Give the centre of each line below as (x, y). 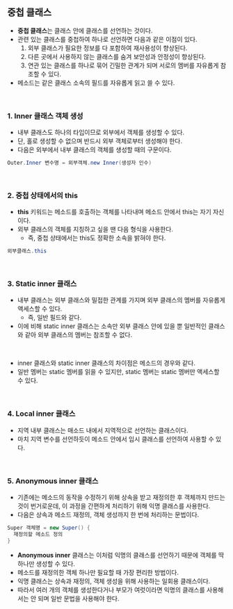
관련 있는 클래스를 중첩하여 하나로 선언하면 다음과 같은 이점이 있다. (107, 39)
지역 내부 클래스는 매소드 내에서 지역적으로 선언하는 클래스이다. (103, 430)
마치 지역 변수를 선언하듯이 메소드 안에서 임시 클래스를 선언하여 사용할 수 (115, 439)
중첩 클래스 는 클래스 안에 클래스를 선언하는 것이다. (85, 31)
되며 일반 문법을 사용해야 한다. (79, 598)
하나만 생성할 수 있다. (46, 563)
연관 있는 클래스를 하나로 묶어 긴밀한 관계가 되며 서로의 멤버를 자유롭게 (123, 65)
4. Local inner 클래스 (41, 414)
